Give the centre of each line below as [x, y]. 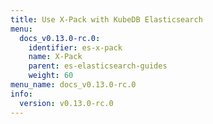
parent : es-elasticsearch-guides [98, 66]
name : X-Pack [55, 57]
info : [21, 94]
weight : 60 [51, 76]
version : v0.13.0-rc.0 [66, 103]
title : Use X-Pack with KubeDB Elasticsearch [106, 19]
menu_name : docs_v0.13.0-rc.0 [73, 85]
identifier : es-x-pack [75, 47]
